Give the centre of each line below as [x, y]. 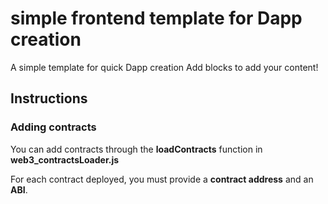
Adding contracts [53, 127]
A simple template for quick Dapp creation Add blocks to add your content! [164, 67]
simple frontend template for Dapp [156, 18]
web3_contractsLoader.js [65, 159]
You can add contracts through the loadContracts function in [136, 149]
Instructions [49, 98]
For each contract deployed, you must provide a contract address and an [162, 179]
